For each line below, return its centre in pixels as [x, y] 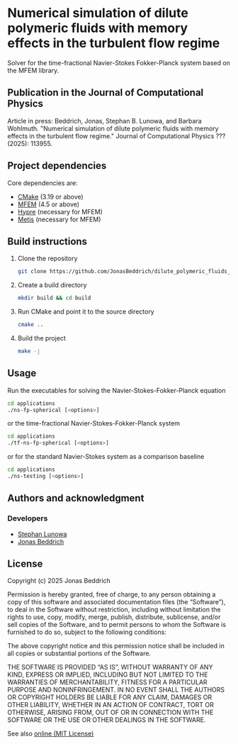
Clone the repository [47, 259]
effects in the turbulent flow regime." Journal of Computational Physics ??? [117, 135]
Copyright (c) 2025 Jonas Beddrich [59, 581]
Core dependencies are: [42, 183]
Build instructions [47, 241]
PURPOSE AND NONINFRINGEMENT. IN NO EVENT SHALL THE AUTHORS [116, 690]
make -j [29, 351]
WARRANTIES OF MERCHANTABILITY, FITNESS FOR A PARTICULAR [107, 682]
